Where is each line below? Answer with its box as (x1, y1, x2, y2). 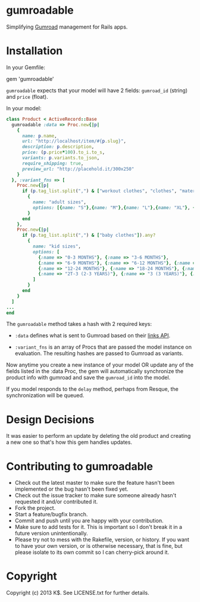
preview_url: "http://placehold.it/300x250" (21, 166, 135, 172)
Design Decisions (6, 413, 95, 426)
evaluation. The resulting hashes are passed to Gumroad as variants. (14, 350, 183, 357)
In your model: (6, 105, 42, 112)
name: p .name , (21, 133, 58, 139)
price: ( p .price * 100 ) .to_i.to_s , (21, 149, 105, 155)
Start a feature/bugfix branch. (14, 511, 88, 518)
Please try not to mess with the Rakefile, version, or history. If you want (14, 536, 189, 543)
